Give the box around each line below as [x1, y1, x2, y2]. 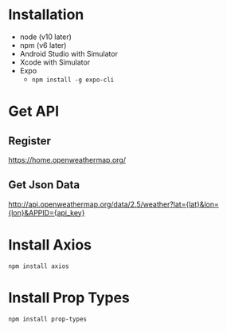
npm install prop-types [8, 315, 88, 323]
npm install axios [8, 262, 69, 270]
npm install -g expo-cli [31, 76, 115, 84]
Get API [8, 102, 60, 120]
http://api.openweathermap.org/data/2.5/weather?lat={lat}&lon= [8, 199, 219, 209]
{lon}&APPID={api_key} [8, 207, 85, 217]
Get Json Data [8, 178, 80, 192]
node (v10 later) [19, 32, 72, 41]
